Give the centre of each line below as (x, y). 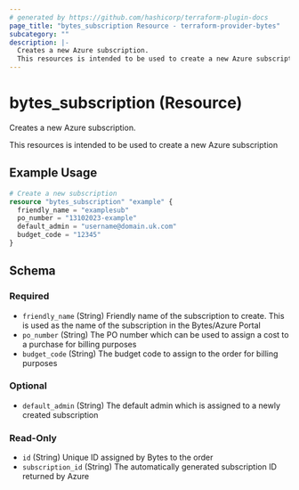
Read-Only (33, 437)
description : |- (39, 42)
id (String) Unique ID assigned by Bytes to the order (117, 457)
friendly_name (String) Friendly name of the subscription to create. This (153, 315)
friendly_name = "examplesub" (73, 210)
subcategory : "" (39, 34)
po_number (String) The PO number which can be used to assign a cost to (155, 334)
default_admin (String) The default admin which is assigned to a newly (151, 405)
